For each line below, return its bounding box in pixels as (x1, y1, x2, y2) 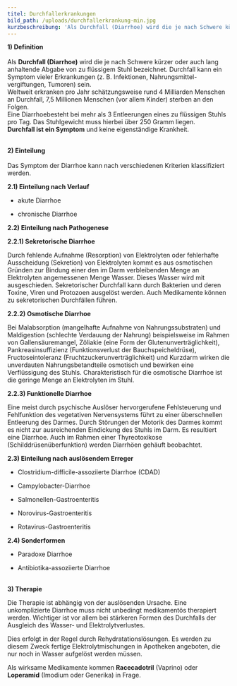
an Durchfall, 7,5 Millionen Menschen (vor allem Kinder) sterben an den (7, 95, 214, 104)
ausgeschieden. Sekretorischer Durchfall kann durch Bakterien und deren (7, 281, 221, 289)
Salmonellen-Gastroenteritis (17, 495, 99, 504)
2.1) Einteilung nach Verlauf (7, 183, 90, 191)
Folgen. (7, 103, 30, 112)
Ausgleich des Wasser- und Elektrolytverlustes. (7, 621, 145, 630)
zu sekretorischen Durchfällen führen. (7, 296, 118, 304)
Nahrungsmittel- (149, 73, 197, 81)
